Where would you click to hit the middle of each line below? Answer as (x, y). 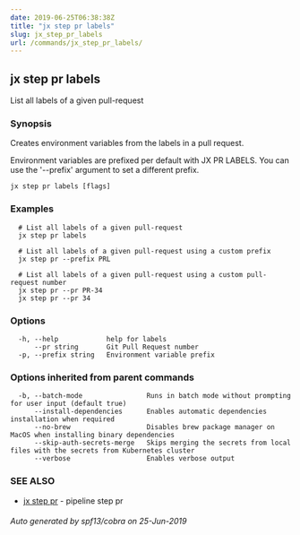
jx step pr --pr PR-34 (60, 290)
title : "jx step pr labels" (63, 26)
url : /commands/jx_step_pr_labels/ (77, 43)
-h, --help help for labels (93, 339)
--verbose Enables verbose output (134, 459)
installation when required (63, 419)
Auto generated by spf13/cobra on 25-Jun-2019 (99, 522)
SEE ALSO (33, 481)
